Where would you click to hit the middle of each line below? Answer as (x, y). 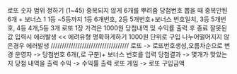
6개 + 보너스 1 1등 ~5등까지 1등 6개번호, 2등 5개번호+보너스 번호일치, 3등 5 (111, 19)
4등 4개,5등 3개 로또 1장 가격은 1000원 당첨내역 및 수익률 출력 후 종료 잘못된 (122, 28)
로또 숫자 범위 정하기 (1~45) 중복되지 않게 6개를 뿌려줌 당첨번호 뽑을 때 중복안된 (117, 10)
